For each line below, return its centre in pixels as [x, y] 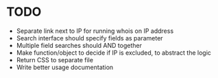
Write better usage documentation [65, 67]
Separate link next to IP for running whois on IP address [95, 31]
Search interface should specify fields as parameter [89, 38]
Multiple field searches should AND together [79, 45]
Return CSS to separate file [55, 60]
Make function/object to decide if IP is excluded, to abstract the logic [114, 53]
